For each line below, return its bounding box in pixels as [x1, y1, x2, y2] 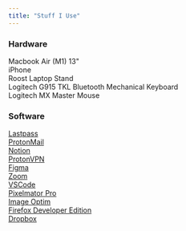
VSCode [8, 180, 36, 189]
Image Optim [8, 197, 51, 207]
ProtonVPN [8, 154, 45, 164]
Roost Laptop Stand [8, 73, 74, 83]
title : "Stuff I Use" [8, 11, 81, 20]
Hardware [8, 38, 48, 49]
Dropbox [8, 214, 38, 224]
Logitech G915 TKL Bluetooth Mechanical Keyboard [8, 82, 179, 91]
